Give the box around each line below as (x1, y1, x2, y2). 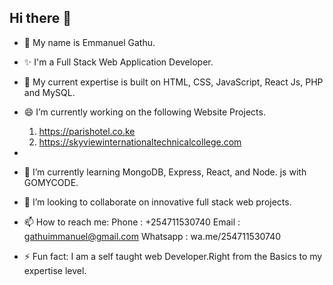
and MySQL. (23, 86, 76, 98)
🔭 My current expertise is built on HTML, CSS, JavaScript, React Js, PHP (23, 76, 324, 88)
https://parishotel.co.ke (38, 125, 136, 137)
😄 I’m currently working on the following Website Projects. (23, 106, 266, 118)
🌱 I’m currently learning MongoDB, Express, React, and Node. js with (23, 166, 307, 178)
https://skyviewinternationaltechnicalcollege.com (38, 136, 242, 148)
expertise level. (23, 264, 87, 276)
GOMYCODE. (23, 176, 79, 188)
